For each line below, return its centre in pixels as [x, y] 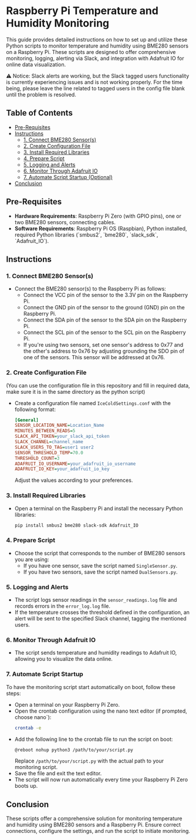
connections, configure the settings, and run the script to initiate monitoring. [98, 831]
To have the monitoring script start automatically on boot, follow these [91, 687]
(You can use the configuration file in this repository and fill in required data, [98, 385]
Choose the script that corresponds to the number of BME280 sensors [100, 553]
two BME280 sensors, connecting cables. [65, 222]
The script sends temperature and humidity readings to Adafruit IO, [96, 653]
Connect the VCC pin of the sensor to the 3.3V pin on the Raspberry [106, 295]
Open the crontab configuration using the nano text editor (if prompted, [101, 711]
